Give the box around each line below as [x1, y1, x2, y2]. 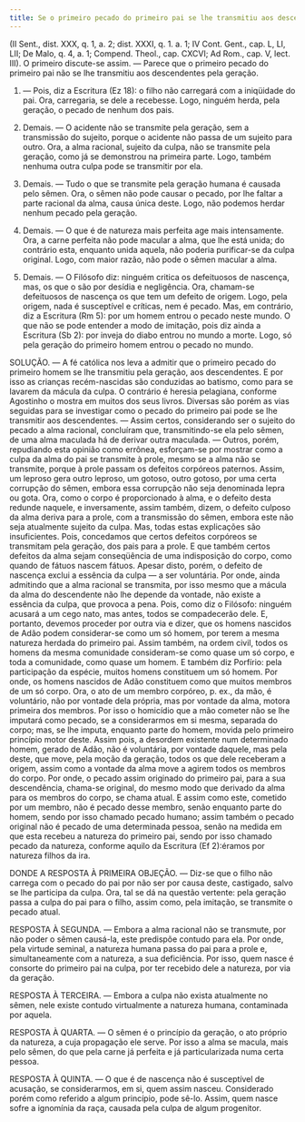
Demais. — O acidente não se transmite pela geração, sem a [22, 122, 250, 133]
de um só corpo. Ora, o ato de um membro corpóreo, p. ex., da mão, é [9, 685, 272, 696]
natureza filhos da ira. [9, 850, 91, 861]
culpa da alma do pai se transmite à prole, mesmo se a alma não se [9, 453, 261, 464]
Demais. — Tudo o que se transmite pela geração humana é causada [22, 178, 281, 189]
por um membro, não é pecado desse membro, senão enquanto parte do [9, 802, 282, 813]
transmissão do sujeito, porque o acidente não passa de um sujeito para [22, 131, 293, 142]
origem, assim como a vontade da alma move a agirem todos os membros [9, 763, 286, 773]
